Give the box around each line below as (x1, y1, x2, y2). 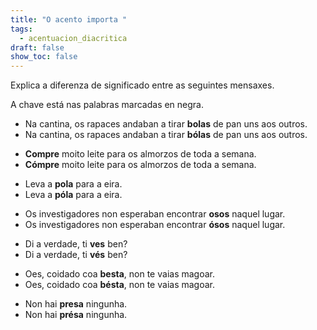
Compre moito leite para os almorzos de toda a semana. (24, 148, 257, 160)
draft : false (10, 42, 65, 53)
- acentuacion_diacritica (19, 33, 128, 43)
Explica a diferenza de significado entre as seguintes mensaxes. (10, 79, 275, 91)
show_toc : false (10, 52, 78, 62)
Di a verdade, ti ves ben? (24, 238, 128, 250)
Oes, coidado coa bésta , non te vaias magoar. (24, 279, 215, 291)
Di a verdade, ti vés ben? (24, 249, 128, 261)
